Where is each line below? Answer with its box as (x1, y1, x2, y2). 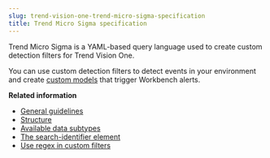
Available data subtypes (20, 123, 101, 133)
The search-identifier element (20, 131, 120, 142)
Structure (20, 114, 52, 124)
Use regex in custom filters (20, 140, 111, 150)
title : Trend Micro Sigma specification (8, 19, 148, 28)
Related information (8, 90, 77, 100)
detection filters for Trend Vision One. (8, 50, 135, 60)
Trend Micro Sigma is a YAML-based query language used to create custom (8, 41, 263, 51)
